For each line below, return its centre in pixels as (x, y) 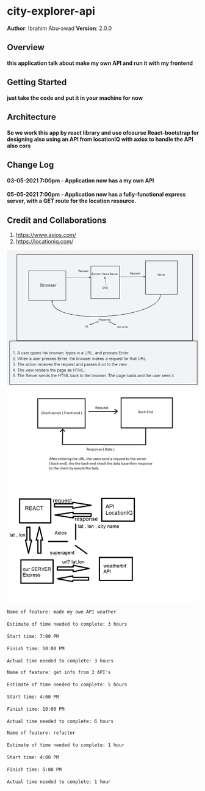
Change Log (31, 165)
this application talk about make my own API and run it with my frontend (100, 63)
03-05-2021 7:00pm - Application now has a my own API (81, 180)
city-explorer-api (51, 11)
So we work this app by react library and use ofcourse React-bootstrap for (103, 132)
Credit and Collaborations (57, 220)
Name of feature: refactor (41, 733)
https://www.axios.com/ (46, 235)
